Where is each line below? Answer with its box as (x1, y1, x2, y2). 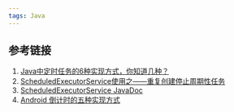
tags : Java (8, 11, 45, 20)
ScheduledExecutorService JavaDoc (19, 85, 144, 95)
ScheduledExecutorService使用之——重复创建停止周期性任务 (19, 77, 226, 86)
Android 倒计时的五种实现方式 (19, 95, 120, 105)
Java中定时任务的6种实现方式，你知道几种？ (19, 66, 169, 77)
